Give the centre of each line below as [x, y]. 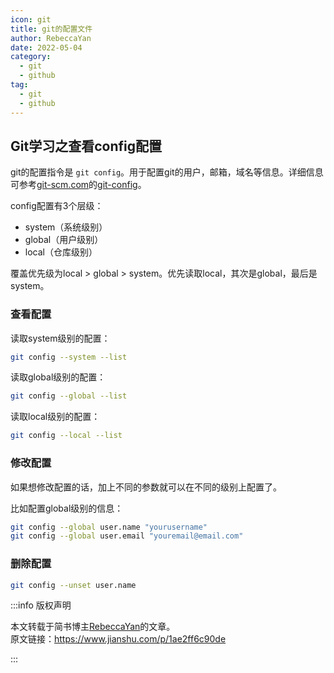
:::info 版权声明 [41, 605]
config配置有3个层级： [57, 206]
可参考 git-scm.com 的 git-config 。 [78, 185]
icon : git [31, 19]
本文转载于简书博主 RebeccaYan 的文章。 [93, 627]
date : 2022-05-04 [46, 47]
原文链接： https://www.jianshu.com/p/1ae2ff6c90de [118, 639]
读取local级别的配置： [55, 417]
